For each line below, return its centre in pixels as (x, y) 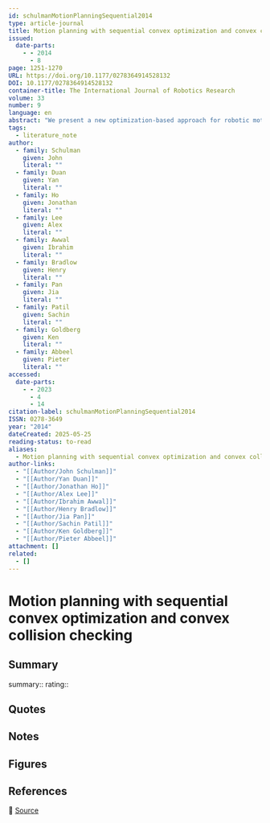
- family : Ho (37, 195)
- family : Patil (43, 307)
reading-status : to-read (50, 442)
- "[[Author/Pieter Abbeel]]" (66, 539)
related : (23, 554)
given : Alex (43, 225)
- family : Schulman (48, 150)
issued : (21, 38)
